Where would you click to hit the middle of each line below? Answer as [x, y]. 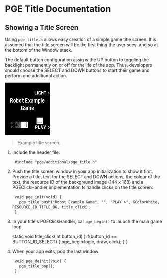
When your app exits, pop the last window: [56, 251]
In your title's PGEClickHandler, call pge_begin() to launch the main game [87, 221]
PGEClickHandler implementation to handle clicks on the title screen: [83, 187]
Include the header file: [36, 152]
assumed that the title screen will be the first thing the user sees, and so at [82, 45]
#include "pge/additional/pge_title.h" [56, 162]
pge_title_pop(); [37, 266]
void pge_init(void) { [38, 197]
